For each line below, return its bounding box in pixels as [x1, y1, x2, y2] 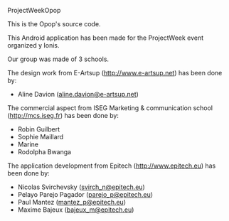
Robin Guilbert [17, 125, 60, 134]
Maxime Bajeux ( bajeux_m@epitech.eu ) [17, 205, 134, 214]
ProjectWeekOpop [7, 6, 61, 14]
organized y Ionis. [7, 41, 60, 49]
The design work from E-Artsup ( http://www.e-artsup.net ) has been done [7, 69, 223, 77]
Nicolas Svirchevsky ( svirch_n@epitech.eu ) [17, 183, 146, 191]
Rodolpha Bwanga [17, 148, 72, 156]
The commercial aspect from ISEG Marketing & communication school [7, 104, 213, 112]
